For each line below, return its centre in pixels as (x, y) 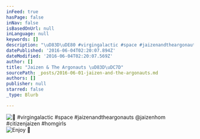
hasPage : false (25, 17)
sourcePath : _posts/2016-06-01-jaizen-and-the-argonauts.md (82, 73)
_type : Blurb (22, 95)
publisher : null (26, 84)
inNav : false (22, 23)
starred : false (25, 89)
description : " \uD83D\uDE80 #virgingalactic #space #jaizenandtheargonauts (102, 45)
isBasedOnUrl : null (30, 28)
